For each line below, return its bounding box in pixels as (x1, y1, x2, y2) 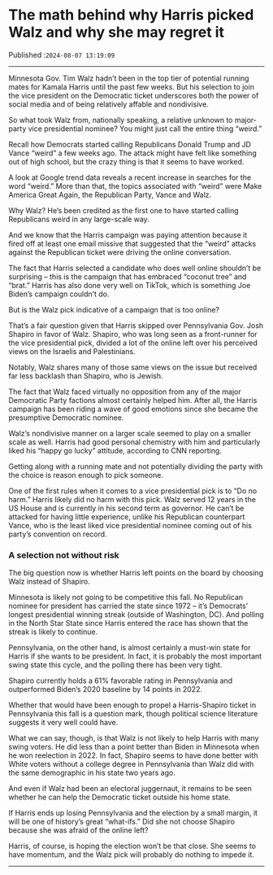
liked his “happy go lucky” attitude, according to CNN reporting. (8, 445, 222, 455)
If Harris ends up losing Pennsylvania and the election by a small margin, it (8, 808, 258, 818)
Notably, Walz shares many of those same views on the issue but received (8, 362, 258, 372)
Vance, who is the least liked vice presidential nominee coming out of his (8, 520, 252, 530)
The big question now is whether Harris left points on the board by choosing (8, 568, 264, 578)
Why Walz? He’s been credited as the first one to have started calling (8, 205, 239, 215)
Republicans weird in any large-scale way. (8, 214, 150, 224)
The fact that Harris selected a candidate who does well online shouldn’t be (8, 263, 262, 273)
